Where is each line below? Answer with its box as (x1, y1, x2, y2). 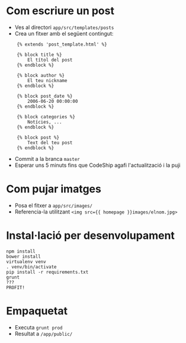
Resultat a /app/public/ (14, 330, 73, 337)
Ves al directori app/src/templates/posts (14, 24, 114, 31)
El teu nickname (27, 77, 68, 83)
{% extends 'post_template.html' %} (17, 41, 108, 47)
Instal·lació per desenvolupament (6, 229, 175, 242)
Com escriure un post (6, 4, 114, 18)
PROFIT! (6, 284, 25, 290)
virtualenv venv (6, 258, 46, 264)
